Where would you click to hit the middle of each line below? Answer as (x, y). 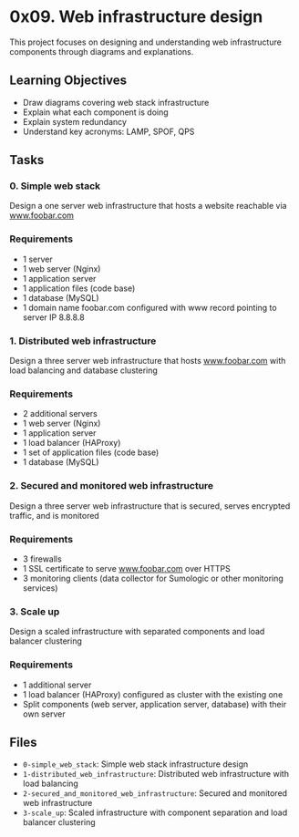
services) (40, 588)
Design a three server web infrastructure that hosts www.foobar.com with (148, 361)
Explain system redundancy (75, 121)
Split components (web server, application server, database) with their (155, 704)
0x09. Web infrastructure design (136, 17)
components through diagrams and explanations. (102, 51)
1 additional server (57, 685)
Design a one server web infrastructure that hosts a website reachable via (148, 206)
